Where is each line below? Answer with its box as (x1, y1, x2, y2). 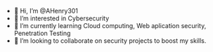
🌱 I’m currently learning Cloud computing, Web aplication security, (13, 22, 207, 30)
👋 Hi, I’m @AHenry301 (13, 7, 79, 15)
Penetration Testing (13, 29, 71, 37)
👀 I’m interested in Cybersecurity (13, 14, 110, 22)
